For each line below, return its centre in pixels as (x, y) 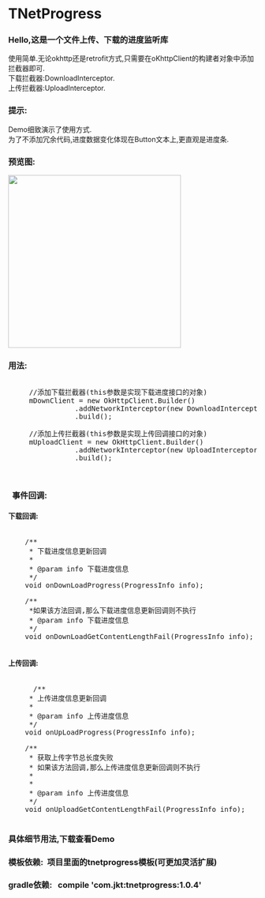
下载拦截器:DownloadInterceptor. (62, 78)
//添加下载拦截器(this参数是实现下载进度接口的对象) (118, 393)
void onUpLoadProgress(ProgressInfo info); (110, 732)
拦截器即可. (27, 69)
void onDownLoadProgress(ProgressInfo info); (114, 585)
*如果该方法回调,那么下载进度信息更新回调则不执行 (112, 610)
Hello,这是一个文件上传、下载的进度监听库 (88, 40)
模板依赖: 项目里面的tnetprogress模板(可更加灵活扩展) (113, 862)
